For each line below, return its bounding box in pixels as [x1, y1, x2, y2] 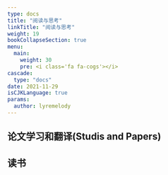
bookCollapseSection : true [7, 37, 87, 44]
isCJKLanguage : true [7, 89, 68, 96]
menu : [7, 43, 23, 50]
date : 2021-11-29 [7, 83, 59, 90]
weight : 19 [7, 30, 40, 38]
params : [7, 96, 30, 103]
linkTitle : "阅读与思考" [7, 23, 76, 30]
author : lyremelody [13, 103, 71, 110]
